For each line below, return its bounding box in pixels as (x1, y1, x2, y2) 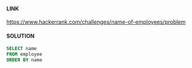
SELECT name (6, 46, 37, 52)
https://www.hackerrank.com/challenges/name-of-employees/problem (6, 18, 186, 25)
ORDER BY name (6, 57, 43, 63)
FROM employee (6, 52, 43, 58)
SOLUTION (6, 32, 35, 39)
